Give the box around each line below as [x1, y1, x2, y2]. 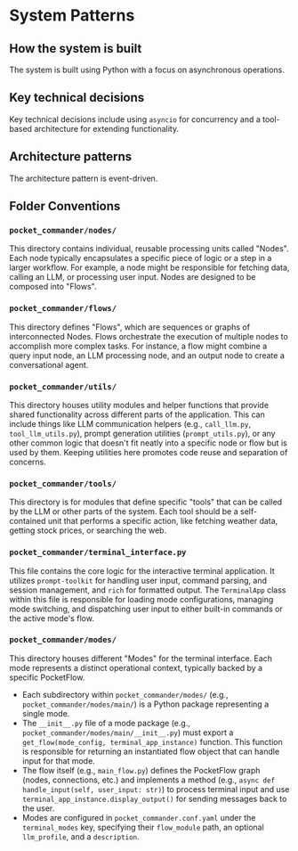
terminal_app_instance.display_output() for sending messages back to [21, 793, 287, 804]
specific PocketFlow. [9, 672, 85, 683]
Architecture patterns [9, 149, 133, 165]
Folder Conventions [9, 199, 121, 214]
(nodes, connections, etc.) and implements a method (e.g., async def [21, 774, 276, 785]
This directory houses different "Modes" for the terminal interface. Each [9, 652, 273, 664]
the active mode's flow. [9, 612, 95, 624]
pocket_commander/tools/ [9, 479, 117, 488]
